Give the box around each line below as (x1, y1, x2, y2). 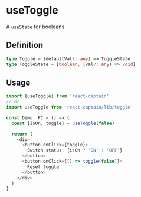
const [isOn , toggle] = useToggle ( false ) (11, 120, 115, 126)
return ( (11, 131, 33, 137)
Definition (6, 40, 43, 50)
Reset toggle (27, 163, 60, 170)
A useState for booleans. (6, 23, 66, 30)
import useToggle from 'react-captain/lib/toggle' (6, 104, 133, 110)
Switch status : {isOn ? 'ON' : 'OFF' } (27, 147, 123, 153)
